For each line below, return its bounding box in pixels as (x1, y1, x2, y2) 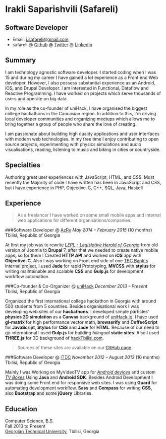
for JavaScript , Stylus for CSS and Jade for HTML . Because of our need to (5, 324, 160, 331)
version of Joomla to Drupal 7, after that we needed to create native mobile (5, 247, 159, 253)
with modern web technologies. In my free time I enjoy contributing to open (5, 136, 159, 142)
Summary (5, 56, 36, 65)
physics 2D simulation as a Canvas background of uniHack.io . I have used (5, 314, 159, 320)
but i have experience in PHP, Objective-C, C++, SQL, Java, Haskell (5, 185, 143, 191)
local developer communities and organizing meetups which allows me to (5, 116, 155, 122)
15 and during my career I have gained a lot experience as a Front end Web (5, 74, 159, 80)
